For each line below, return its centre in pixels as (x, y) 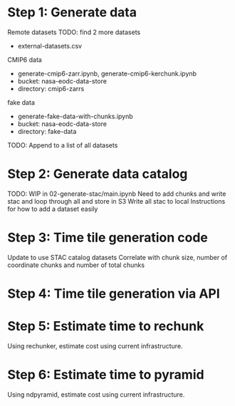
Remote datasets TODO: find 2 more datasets (74, 32)
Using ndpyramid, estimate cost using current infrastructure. (96, 394)
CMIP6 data (25, 59)
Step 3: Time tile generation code (108, 238)
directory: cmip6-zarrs (51, 88)
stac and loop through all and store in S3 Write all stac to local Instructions (116, 201)
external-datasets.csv (50, 46)
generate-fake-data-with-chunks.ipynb (75, 116)
